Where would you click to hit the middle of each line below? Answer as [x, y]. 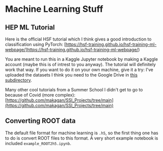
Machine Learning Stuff [54, 9]
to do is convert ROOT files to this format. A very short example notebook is [82, 138]
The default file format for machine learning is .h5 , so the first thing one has [82, 133]
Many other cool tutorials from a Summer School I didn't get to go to [74, 90]
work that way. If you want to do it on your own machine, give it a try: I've [79, 70]
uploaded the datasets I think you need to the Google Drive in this [71, 75]
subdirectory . [19, 80]
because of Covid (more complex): [40, 95]
